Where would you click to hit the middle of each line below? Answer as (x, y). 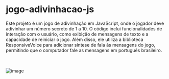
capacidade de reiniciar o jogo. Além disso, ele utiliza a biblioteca (75, 39)
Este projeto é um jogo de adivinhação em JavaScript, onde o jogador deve (85, 23)
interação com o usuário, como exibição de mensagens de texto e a (77, 34)
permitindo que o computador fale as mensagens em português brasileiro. (84, 50)
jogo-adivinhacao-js (50, 9)
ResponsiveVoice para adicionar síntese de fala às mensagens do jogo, (80, 45)
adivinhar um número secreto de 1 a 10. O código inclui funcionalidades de (84, 28)
